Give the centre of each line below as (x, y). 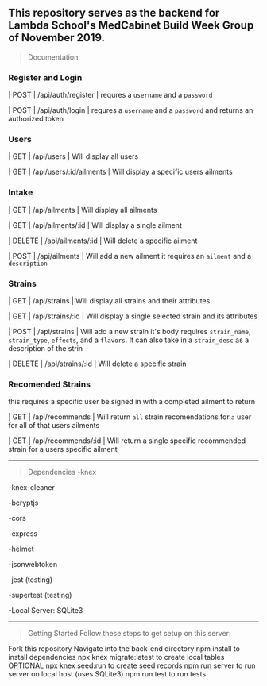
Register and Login (45, 77)
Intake (21, 192)
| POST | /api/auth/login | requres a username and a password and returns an (131, 110)
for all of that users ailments (54, 426)
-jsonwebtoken (33, 565)
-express (23, 534)
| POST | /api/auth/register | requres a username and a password (110, 95)
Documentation (53, 57)
